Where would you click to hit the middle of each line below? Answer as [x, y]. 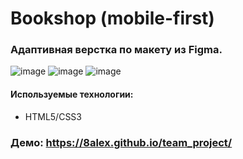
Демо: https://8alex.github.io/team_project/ [121, 142]
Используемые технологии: [72, 94]
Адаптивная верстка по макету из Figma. [116, 50]
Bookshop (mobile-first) [112, 18]
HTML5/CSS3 [53, 116]
